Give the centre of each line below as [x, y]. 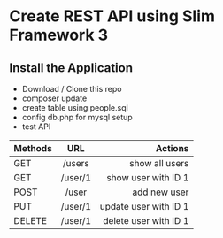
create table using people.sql [75, 107]
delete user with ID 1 [146, 221]
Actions [172, 148]
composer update [54, 98]
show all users [159, 163]
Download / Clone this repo [72, 89]
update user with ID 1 [144, 207]
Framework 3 [59, 35]
